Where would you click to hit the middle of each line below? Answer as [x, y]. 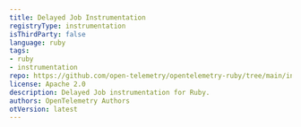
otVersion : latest [43, 109]
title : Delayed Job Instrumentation [77, 17]
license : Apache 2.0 [48, 84]
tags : [19, 51]
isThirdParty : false [48, 34]
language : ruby [38, 42]
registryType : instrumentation [68, 26]
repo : [19, 76]
